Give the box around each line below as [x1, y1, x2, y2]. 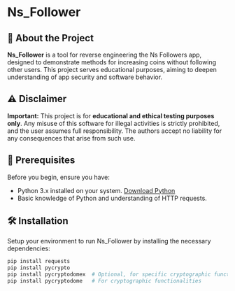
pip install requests [7, 258, 71, 265]
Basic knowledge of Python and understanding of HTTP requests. [17, 194, 208, 202]
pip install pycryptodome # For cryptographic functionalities [7, 278, 201, 285]
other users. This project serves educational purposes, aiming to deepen [7, 66, 217, 73]
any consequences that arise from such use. [7, 134, 136, 142]
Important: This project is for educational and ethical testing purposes [7, 111, 215, 120]
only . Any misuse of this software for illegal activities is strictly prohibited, [7, 119, 220, 127]
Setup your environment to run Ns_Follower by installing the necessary [7, 237, 211, 246]
